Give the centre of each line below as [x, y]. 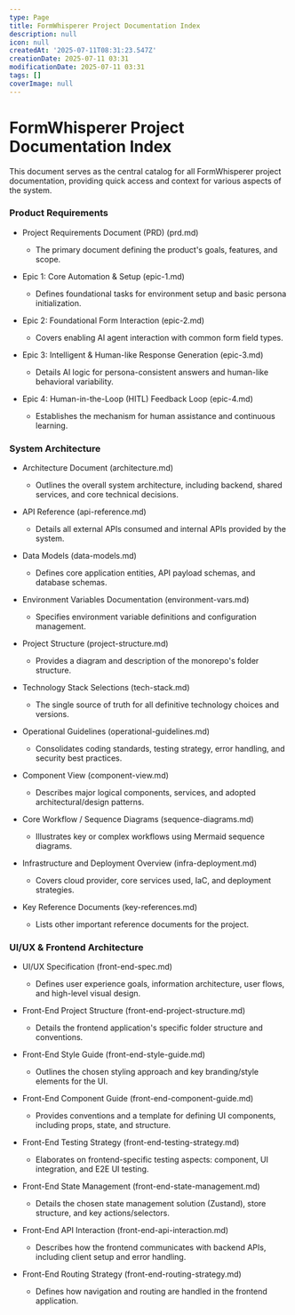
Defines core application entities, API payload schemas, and [145, 573]
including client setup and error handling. [111, 1257]
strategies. [55, 890]
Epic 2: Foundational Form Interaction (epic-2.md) [113, 320]
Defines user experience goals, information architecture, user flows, [160, 984]
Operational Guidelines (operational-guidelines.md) [116, 731]
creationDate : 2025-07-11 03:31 [69, 59]
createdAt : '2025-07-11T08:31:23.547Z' [83, 51]
